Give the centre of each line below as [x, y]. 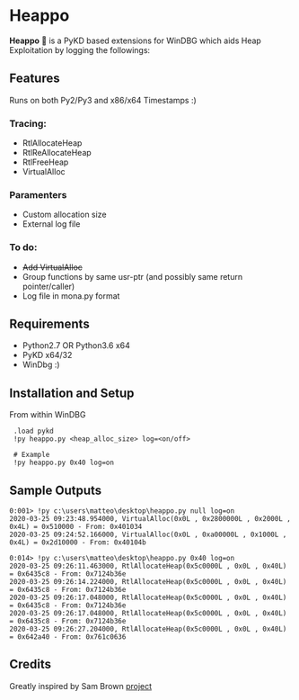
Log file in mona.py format [71, 296]
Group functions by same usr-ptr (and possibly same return [132, 276]
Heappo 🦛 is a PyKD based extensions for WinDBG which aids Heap [136, 40]
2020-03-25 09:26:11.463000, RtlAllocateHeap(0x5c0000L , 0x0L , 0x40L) [148, 566]
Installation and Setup [72, 393]
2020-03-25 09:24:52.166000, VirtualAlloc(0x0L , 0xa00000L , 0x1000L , [148, 535]
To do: [23, 247]
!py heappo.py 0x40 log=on [64, 463]
